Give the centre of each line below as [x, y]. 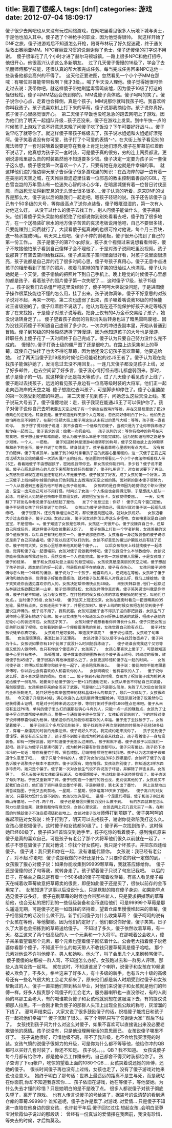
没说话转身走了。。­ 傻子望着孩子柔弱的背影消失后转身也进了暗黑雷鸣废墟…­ [83, 319]
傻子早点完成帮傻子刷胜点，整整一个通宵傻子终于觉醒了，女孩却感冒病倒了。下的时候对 [83, 714]
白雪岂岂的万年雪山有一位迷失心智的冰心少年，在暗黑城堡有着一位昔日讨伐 [84, 184]
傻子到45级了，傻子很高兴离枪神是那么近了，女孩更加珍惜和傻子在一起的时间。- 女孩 [87, 660]
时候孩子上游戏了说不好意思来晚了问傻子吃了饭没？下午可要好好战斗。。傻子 [85, 127]
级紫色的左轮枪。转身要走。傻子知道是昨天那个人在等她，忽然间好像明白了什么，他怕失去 [85, 415]
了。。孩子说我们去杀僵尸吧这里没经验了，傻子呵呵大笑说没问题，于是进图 [83, 287]
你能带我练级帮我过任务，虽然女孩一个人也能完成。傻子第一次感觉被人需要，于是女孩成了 [85, 556]
